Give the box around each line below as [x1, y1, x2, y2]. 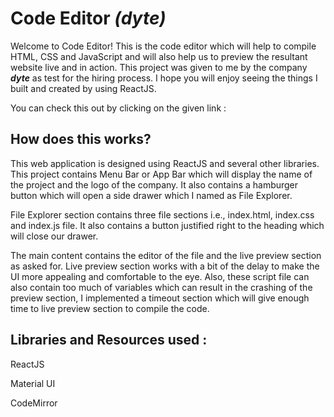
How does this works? [10, 131, 152, 148]
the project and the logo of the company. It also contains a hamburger [10, 178, 299, 191]
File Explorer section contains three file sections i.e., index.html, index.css [10, 208, 315, 221]
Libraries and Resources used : [10, 332, 208, 349]
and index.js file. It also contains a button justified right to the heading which [10, 219, 325, 231]
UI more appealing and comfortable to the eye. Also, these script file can [10, 270, 310, 282]
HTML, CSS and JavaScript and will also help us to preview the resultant [10, 50, 308, 62]
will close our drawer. [10, 230, 99, 242]
